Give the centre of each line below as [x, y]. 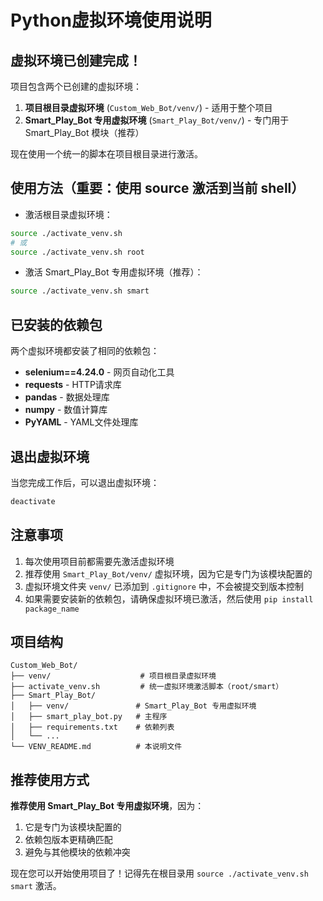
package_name [52, 609]
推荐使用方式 [50, 779]
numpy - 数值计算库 [66, 410]
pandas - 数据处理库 [67, 397]
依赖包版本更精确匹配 [68, 840]
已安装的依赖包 [56, 324]
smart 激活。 [36, 886]
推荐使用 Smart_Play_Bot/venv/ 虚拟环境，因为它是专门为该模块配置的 [168, 573]
